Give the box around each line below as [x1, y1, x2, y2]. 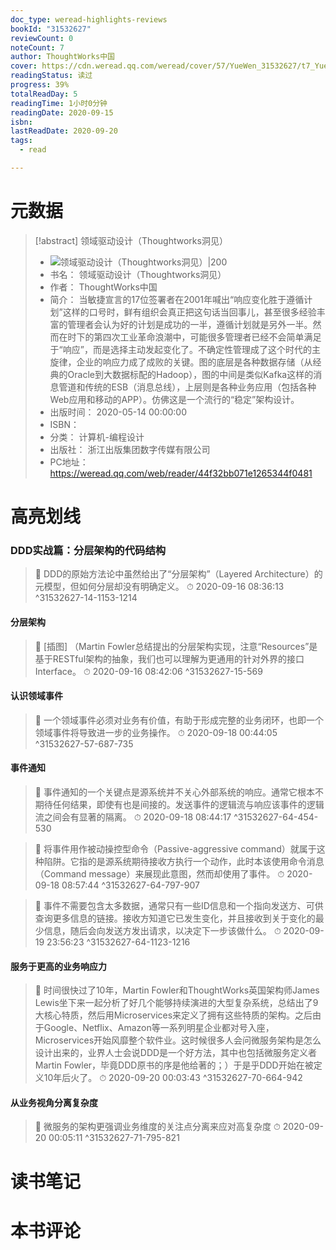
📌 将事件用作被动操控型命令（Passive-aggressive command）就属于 [34, 842, 317, 855]
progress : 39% [10, 80, 70, 90]
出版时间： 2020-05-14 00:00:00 [49, 406, 188, 418]
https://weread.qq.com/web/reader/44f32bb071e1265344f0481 [49, 467, 313, 479]
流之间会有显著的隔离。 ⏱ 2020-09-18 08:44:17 [34, 811, 232, 823]
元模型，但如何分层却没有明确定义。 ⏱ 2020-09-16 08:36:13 [34, 581, 285, 593]
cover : [10, 61, 38, 71]
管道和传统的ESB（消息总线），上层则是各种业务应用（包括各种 [58, 381, 317, 393]
